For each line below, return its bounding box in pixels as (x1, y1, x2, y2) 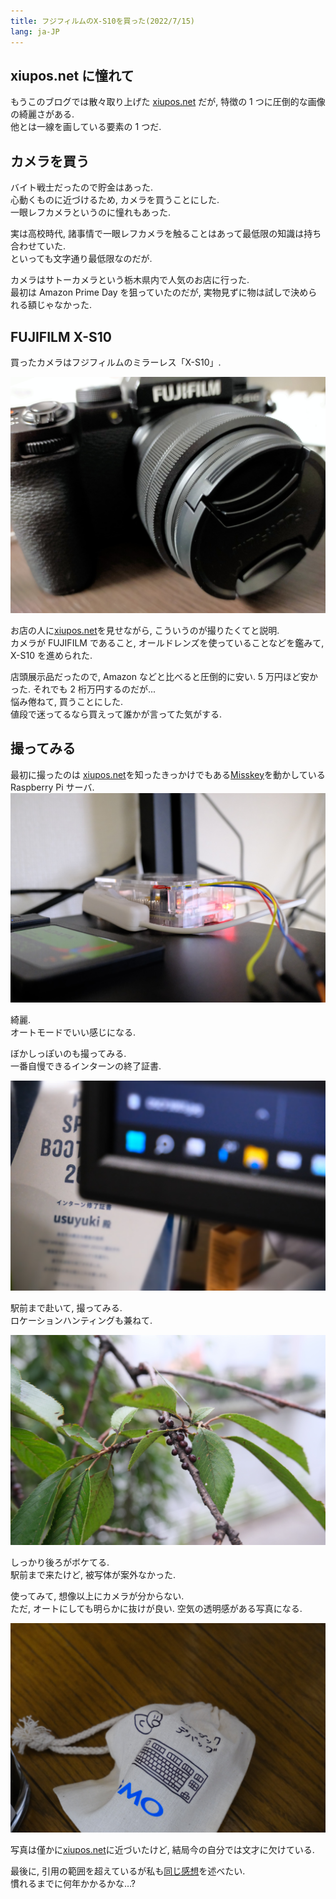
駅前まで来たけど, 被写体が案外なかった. (10, 1568, 177, 1580)
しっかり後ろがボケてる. (10, 1556, 110, 1568)
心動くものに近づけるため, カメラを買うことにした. (10, 194, 220, 206)
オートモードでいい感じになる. (10, 1026, 137, 1039)
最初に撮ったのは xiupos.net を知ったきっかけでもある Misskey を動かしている (10, 768, 326, 780)
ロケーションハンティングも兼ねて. (10, 1315, 153, 1327)
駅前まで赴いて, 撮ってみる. (10, 1302, 123, 1314)
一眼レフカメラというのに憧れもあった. (10, 206, 172, 219)
